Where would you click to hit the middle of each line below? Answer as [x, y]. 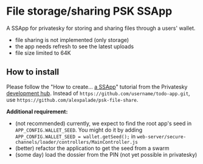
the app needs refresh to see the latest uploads [74, 46]
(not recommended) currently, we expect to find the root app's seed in [103, 123]
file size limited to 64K [43, 52]
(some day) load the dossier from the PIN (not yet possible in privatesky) [106, 154]
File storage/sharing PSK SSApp [89, 11]
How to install [33, 72]
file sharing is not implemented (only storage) [72, 40]
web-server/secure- [162, 137]
